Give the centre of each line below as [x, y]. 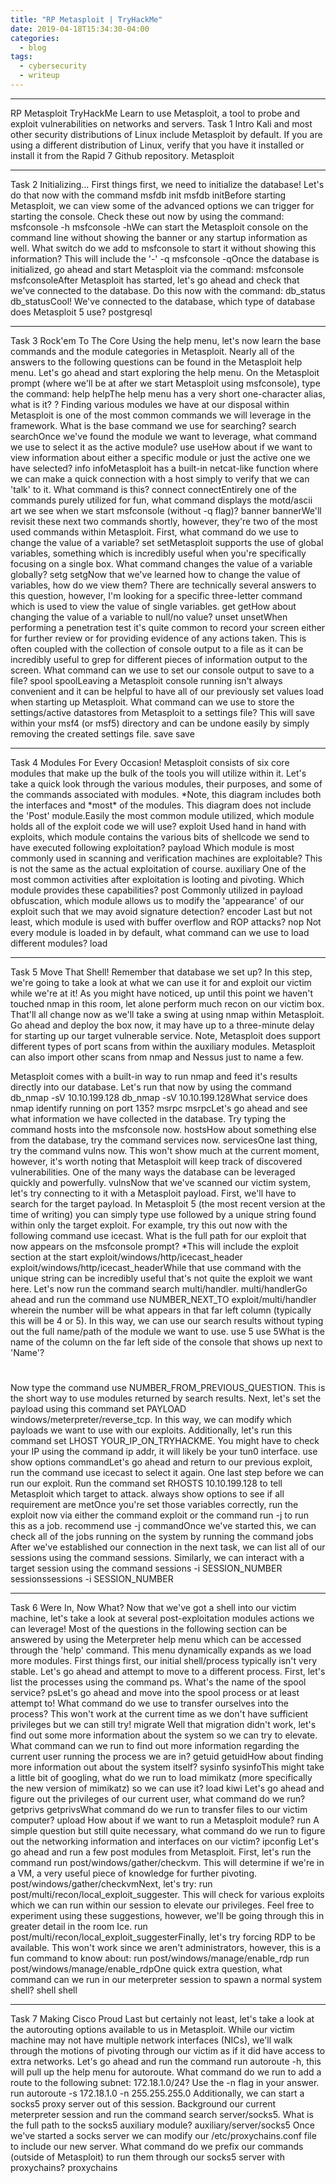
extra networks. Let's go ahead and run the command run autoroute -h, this [166, 2062]
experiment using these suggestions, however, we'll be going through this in [167, 1916]
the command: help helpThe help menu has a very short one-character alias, [168, 393]
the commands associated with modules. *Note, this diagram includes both [166, 794]
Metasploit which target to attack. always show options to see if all [147, 1494]
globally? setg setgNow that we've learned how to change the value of [155, 574]
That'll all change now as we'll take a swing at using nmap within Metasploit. [167, 1014]
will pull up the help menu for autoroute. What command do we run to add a [166, 2072]
